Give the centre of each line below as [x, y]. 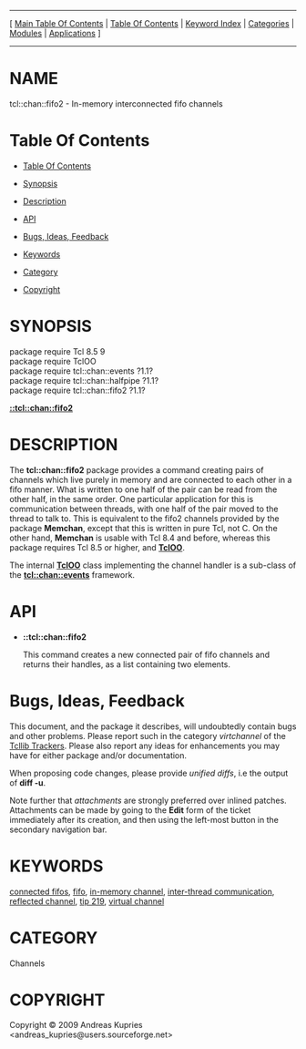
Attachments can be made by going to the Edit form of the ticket [130, 810]
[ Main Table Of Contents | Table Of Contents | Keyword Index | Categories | [152, 23]
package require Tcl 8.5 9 [57, 351]
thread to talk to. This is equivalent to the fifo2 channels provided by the [144, 518]
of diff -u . [28, 782]
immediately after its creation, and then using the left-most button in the [144, 819]
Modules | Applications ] [56, 33]
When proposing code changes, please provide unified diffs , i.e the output [149, 773]
